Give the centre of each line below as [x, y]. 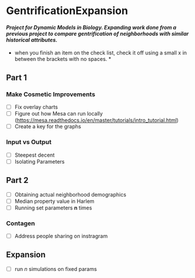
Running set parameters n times [53, 208]
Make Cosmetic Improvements [51, 94]
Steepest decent [34, 155]
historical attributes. [32, 40]
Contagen [21, 223]
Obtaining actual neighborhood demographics [70, 194]
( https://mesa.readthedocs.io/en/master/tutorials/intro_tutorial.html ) [97, 120]
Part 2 [17, 180]
